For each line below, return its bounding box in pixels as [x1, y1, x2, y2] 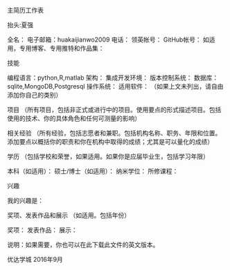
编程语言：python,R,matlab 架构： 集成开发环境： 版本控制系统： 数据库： [7, 73, 219, 82]
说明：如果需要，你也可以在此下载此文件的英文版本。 [7, 241, 159, 249]
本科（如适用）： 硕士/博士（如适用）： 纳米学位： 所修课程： [7, 167, 179, 175]
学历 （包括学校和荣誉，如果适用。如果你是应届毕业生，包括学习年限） [7, 152, 209, 161]
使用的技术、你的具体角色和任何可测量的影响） [7, 114, 141, 123]
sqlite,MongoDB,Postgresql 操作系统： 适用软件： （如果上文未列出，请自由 [7, 82, 224, 90]
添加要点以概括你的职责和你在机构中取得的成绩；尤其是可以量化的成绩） [7, 138, 213, 145]
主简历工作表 [7, 6, 44, 14]
